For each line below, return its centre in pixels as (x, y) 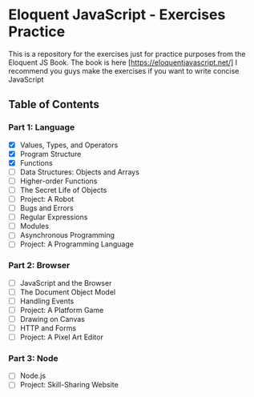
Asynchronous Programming (67, 235)
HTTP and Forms (48, 328)
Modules (34, 227)
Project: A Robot (47, 199)
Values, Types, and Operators (69, 145)
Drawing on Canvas (52, 319)
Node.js (33, 376)
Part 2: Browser (39, 266)
